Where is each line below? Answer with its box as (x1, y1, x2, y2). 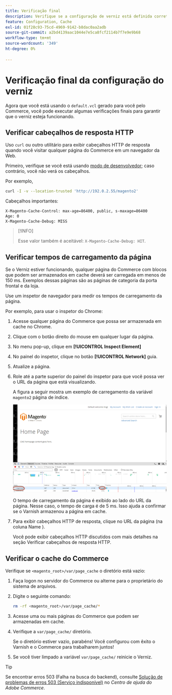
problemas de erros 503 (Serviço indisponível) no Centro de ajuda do (5, 679, 152, 686)
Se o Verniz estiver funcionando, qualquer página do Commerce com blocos (5, 266, 167, 272)
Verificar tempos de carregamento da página (5, 252, 152, 262)
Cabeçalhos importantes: (5, 198, 59, 204)
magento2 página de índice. (12, 394, 69, 400)
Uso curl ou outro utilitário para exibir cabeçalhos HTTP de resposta (5, 142, 150, 148)
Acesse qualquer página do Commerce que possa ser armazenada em (12, 318, 162, 324)
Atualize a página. (12, 363, 51, 370)
